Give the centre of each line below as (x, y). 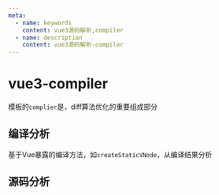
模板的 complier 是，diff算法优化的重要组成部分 (83, 107)
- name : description (49, 37)
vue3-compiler (58, 84)
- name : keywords (44, 23)
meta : (17, 15)
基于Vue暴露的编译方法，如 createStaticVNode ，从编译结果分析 (110, 154)
